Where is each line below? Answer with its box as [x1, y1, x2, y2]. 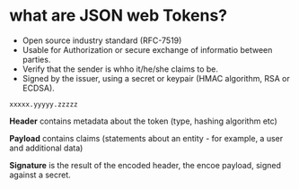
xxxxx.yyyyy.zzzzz [9, 99, 78, 108]
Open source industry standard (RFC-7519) [22, 35, 182, 46]
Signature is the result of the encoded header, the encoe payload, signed [9, 159, 281, 170]
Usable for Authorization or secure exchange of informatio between [22, 44, 273, 55]
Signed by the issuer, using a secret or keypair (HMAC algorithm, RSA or [22, 73, 290, 83]
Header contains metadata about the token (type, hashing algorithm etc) [9, 116, 278, 126]
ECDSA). [22, 82, 56, 93]
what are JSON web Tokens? [9, 5, 228, 26]
